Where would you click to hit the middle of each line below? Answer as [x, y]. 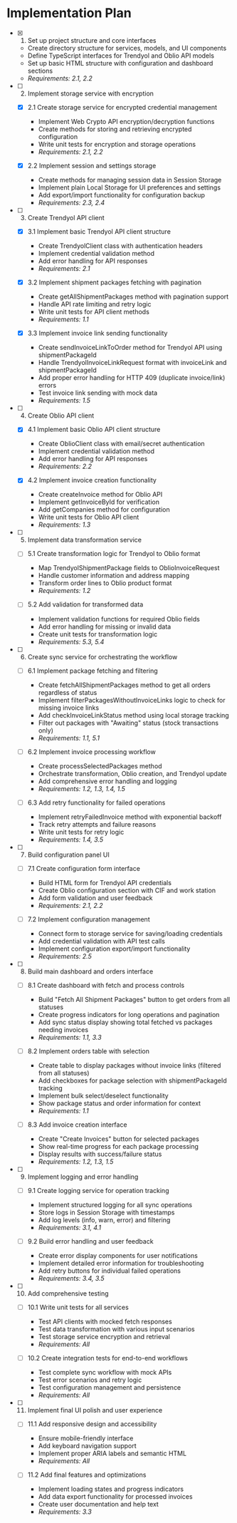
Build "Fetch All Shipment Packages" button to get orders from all [134, 999]
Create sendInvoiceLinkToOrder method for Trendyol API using [130, 348]
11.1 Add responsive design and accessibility [92, 1424]
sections [40, 71]
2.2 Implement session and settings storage [92, 166]
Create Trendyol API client [66, 218]
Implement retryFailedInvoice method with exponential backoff [130, 817]
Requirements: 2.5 [65, 956]
